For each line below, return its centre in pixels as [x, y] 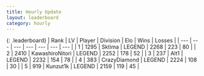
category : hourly [28, 23]
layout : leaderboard [33, 18]
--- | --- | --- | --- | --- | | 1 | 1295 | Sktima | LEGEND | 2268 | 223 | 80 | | [104, 47]
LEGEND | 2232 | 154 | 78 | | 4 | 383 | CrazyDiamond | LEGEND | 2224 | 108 [102, 60]
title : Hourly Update [34, 12]
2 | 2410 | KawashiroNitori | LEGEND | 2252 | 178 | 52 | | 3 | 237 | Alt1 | [95, 54]
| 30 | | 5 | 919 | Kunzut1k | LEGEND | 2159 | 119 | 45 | [73, 66]
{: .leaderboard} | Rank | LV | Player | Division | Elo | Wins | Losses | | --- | [99, 41]
